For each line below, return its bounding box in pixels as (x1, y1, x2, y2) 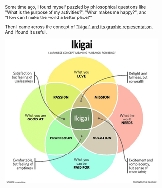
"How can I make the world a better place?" (5, 15, 92, 20)
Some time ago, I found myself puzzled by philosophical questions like (5, 4, 146, 10)
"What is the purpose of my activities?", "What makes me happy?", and (5, 9, 147, 15)
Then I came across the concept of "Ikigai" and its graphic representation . (5, 24, 153, 30)
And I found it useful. (5, 29, 47, 34)
